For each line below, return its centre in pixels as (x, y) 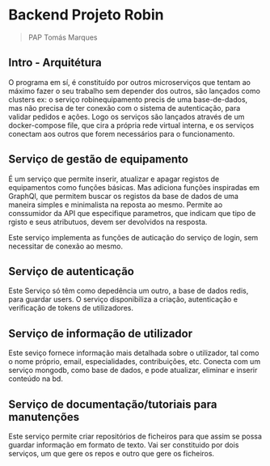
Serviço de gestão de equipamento (98, 159)
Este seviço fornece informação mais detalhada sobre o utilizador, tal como (134, 353)
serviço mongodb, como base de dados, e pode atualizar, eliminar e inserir (133, 371)
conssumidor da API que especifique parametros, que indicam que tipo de (132, 213)
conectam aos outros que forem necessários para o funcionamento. (122, 133)
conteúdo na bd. (36, 379)
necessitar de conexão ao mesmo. (66, 246)
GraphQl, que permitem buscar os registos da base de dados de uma (123, 196)
